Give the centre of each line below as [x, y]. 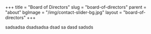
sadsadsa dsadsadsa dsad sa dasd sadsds [49, 27]
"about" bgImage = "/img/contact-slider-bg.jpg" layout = [64, 12]
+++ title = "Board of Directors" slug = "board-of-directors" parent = [76, 7]
